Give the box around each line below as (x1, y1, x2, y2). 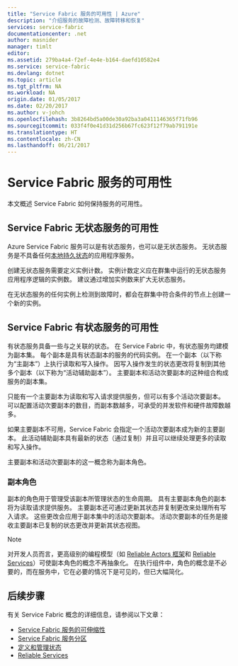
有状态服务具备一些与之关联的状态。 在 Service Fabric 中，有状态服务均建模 (7, 341, 229, 350)
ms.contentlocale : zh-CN (7, 135, 81, 142)
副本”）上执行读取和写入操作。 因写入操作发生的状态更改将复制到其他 (22, 359, 226, 368)
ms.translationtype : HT (7, 129, 78, 136)
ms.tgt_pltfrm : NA (7, 83, 62, 90)
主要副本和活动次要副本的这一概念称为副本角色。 (7, 457, 150, 466)
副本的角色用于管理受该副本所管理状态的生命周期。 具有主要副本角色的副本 (7, 494, 227, 503)
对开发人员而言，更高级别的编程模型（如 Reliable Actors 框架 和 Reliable (7, 549, 216, 558)
